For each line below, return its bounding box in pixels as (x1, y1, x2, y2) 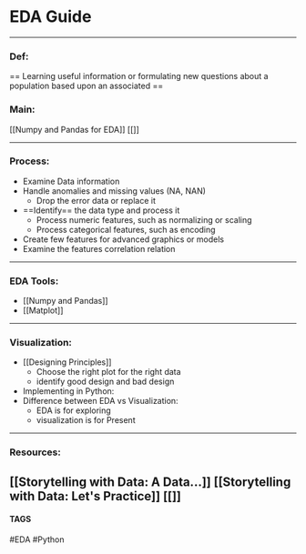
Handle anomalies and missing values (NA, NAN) (22, 185, 207, 196)
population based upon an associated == (9, 80, 164, 92)
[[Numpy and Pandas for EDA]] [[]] (9, 124, 139, 135)
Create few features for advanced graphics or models (22, 234, 225, 245)
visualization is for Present (36, 415, 136, 426)
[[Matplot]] (22, 305, 64, 316)
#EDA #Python (9, 534, 65, 545)
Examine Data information (22, 176, 120, 186)
